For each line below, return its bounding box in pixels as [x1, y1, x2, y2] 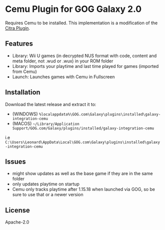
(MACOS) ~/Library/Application [12, 120, 80, 126]
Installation [5, 88, 41, 97]
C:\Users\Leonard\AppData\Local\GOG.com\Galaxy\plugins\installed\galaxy [5, 140, 161, 145]
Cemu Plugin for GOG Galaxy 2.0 [5, 3, 142, 15]
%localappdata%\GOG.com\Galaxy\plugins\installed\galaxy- [39, 112, 161, 117]
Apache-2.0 [5, 219, 30, 225]
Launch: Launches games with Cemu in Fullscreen [12, 73, 115, 80]
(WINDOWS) [12, 111, 38, 117]
